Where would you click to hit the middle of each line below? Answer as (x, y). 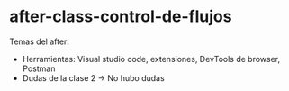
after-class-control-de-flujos (121, 17)
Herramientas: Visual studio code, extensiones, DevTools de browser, (151, 59)
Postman (39, 68)
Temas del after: (40, 41)
